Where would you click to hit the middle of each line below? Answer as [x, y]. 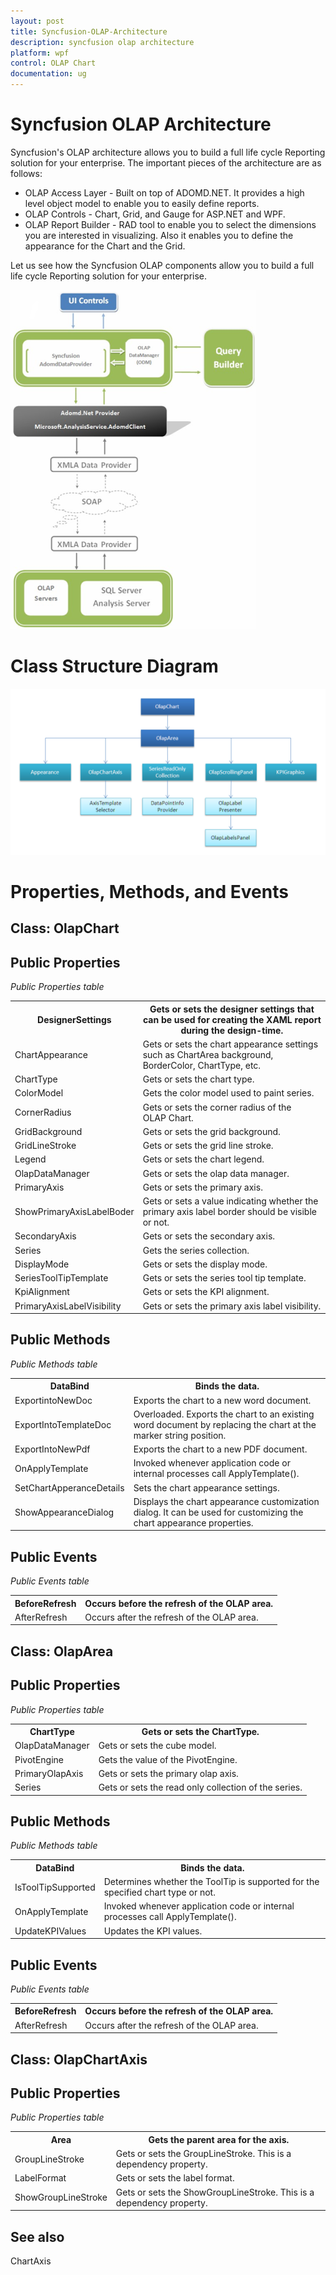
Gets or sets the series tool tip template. [224, 1278]
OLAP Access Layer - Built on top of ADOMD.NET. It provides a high [164, 192]
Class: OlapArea [62, 1651]
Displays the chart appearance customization [226, 1501]
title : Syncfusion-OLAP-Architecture [89, 31]
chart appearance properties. [193, 1522]
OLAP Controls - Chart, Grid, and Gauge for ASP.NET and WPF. [155, 214]
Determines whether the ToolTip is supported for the [211, 1882]
